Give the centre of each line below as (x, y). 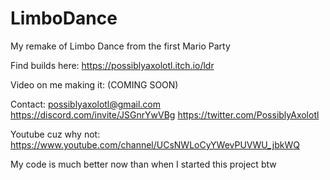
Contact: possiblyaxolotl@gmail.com (85, 104)
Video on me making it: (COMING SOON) (94, 84)
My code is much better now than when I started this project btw (143, 164)
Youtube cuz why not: (55, 134)
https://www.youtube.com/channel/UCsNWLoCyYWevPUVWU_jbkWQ (155, 144)
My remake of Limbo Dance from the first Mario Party (120, 46)
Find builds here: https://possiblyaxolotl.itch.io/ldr (112, 65)
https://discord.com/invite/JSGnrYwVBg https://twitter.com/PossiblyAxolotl (165, 114)
